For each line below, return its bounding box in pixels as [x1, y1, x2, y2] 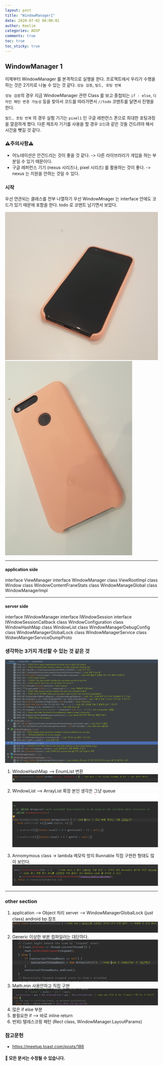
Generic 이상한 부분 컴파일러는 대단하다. [12, 934, 89, 940]
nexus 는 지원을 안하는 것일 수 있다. [12, 170, 80, 176]
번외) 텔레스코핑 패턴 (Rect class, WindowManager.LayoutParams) [12, 1019, 142, 1025]
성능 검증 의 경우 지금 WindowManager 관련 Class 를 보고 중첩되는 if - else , [5, 92, 152, 98]
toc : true [5, 39, 25, 44]
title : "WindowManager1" [5, 13, 55, 18]
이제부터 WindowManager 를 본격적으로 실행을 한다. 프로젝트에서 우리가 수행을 [5, 76, 156, 82]
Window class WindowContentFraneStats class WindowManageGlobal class [5, 582, 158, 588]
